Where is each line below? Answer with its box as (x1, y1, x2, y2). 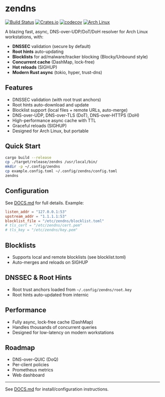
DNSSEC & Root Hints (5, 273, 72, 282)
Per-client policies (12, 362, 49, 368)
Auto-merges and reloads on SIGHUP (12, 259, 88, 265)
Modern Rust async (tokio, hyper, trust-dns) (12, 69, 102, 75)
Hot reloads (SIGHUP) (12, 64, 57, 70)
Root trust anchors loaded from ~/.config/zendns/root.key (12, 286, 132, 292)
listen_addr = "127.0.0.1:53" (5, 209, 67, 214)
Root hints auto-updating (12, 49, 64, 54)
